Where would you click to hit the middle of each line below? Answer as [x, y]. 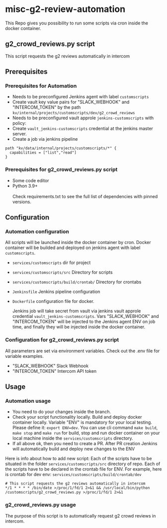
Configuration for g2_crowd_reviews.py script [62, 340]
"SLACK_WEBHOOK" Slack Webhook [50, 366]
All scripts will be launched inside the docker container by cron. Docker [78, 243]
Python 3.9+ [25, 186]
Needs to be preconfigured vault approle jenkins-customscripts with [83, 118]
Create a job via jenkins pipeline [45, 139]
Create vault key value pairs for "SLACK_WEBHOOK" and [71, 102]
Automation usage [28, 401]
